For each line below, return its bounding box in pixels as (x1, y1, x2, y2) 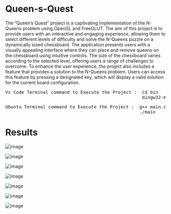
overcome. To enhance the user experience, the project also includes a (5, 63, 154, 69)
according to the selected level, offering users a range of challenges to (5, 58, 154, 64)
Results (5, 127, 38, 138)
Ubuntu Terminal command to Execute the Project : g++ (5, 104, 148, 110)
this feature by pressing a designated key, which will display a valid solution (5, 74, 164, 80)
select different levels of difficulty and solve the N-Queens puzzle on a (5, 36, 154, 42)
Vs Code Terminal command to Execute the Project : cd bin (5, 89, 159, 95)
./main (139, 109, 156, 115)
